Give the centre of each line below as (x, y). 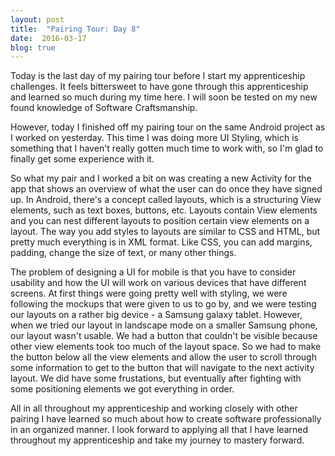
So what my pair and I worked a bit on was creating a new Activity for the (161, 178)
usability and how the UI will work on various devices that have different (158, 283)
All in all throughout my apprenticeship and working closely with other (154, 408)
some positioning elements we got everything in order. (122, 389)
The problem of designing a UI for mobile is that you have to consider (153, 272)
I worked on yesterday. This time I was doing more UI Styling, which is (154, 138)
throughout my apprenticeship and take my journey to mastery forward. (157, 440)
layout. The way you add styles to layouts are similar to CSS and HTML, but (165, 232)
